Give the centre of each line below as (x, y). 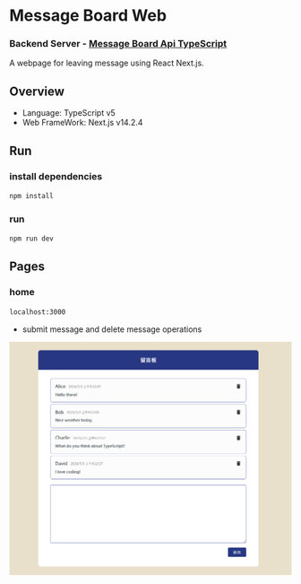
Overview (37, 91)
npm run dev (31, 239)
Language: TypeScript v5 (69, 113)
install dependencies (56, 176)
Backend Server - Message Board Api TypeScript (118, 44)
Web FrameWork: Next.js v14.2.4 (82, 123)
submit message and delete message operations (112, 329)
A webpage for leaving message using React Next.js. (107, 63)
